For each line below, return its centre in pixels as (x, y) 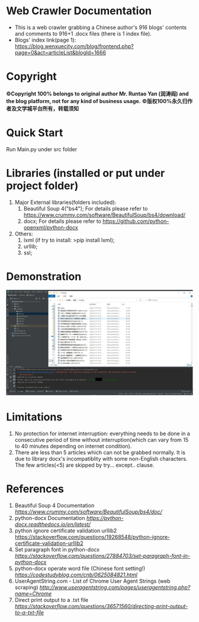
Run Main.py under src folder (42, 149)
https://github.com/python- (136, 221)
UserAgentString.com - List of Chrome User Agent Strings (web (92, 581)
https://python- (105, 518)
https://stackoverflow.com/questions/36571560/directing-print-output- (101, 606)
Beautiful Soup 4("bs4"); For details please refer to (86, 208)
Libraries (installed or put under (86, 173)
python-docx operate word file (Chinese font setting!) (80, 568)
